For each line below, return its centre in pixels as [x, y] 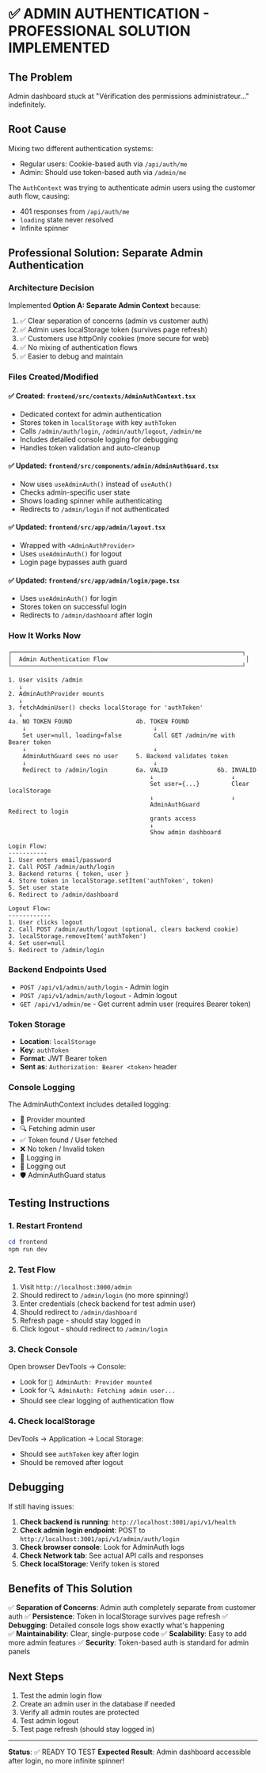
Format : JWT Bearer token [63, 1058]
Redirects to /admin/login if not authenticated [94, 509]
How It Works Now [45, 636]
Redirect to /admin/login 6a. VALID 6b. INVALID [140, 770]
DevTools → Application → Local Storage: [76, 1438]
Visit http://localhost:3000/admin [76, 1287]
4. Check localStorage [52, 1422]
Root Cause [38, 129]
